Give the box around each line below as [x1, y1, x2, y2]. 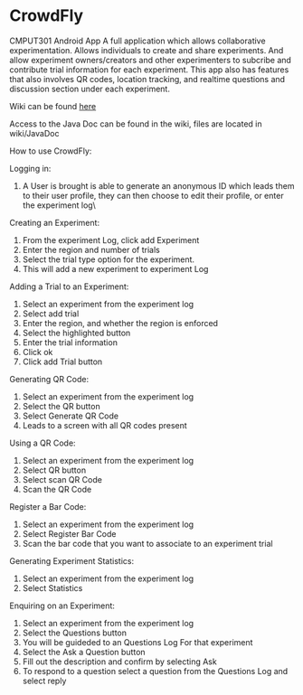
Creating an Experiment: [9, 217, 100, 228]
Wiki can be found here [9, 100, 97, 111]
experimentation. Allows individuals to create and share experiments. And [9, 44, 284, 55]
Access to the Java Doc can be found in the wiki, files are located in [9, 118, 262, 129]
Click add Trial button [22, 356, 103, 367]
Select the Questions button [22, 627, 128, 638]
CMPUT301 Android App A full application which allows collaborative [9, 35, 266, 46]
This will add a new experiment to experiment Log [22, 263, 209, 274]
